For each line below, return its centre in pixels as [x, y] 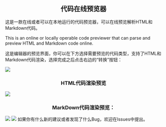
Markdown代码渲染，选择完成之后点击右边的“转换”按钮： [64, 60]
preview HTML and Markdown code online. [49, 43]
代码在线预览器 [83, 9]
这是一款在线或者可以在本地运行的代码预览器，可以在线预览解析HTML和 [79, 22]
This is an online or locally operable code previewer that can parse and [78, 38]
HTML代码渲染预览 [83, 83]
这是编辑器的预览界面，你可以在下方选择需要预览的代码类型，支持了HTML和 [83, 53]
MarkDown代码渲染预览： [83, 108]
